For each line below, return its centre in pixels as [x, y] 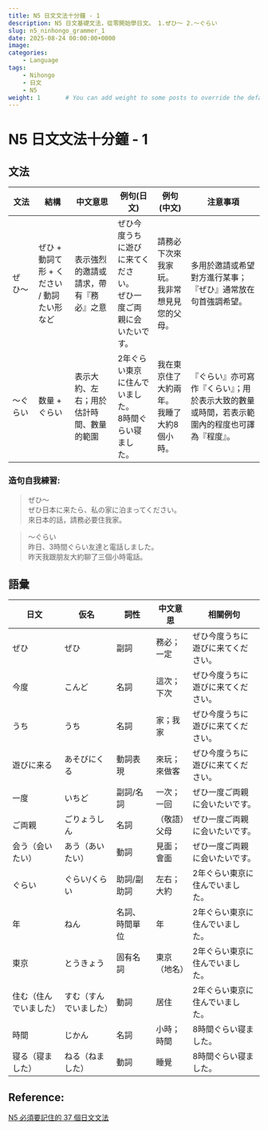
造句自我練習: [34, 481]
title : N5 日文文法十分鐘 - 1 [54, 16]
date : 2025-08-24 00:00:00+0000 [62, 38]
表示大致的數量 [227, 401]
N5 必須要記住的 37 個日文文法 [59, 1118]
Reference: [36, 1097]
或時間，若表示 [219, 413]
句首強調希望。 [219, 302]
